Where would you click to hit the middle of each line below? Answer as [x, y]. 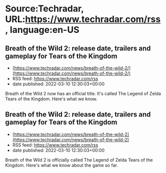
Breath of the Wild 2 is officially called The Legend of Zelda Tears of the [79, 160]
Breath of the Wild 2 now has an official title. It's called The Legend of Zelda [83, 93]
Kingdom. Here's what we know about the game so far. [62, 165]
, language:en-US [42, 30]
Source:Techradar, [44, 9]
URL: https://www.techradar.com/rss [83, 19]
